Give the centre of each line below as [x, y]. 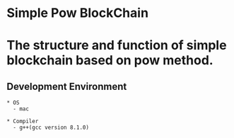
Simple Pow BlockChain [78, 13]
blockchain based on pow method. [110, 61]
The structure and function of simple [117, 46]
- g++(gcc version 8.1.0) [51, 128]
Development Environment [67, 86]
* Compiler [23, 122]
